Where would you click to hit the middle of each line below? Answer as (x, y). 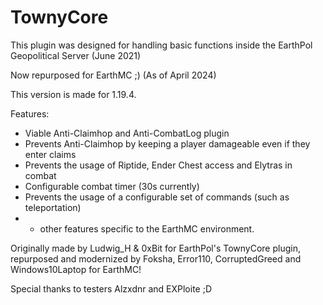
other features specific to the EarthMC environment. (147, 228)
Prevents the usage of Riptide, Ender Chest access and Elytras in (158, 165)
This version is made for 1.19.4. (73, 94)
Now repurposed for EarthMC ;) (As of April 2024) (113, 75)
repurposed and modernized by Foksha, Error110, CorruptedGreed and (156, 258)
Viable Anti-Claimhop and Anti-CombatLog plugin (127, 133)
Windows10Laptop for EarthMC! (76, 269)
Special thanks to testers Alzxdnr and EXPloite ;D (111, 288)
